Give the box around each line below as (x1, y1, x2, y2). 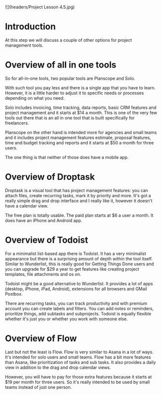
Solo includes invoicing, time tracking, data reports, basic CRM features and (5, 104, 156, 110)
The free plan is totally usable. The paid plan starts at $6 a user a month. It (5, 212, 154, 218)
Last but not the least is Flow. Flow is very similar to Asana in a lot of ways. (5, 349, 154, 355)
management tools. (5, 42, 44, 48)
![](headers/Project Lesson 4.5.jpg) (5, 4, 75, 10)
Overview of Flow (5, 333, 77, 344)
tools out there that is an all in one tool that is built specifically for (5, 115, 135, 120)
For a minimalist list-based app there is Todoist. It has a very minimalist (5, 250, 147, 257)
